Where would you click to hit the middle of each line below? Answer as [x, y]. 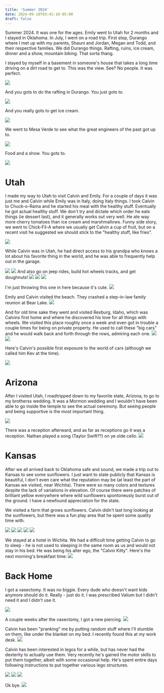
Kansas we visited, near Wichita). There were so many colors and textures [80, 485]
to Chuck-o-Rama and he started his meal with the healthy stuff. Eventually [81, 206]
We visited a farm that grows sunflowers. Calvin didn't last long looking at [79, 510]
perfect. [13, 74]
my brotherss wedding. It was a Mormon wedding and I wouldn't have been [81, 401]
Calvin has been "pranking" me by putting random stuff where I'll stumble [79, 629]
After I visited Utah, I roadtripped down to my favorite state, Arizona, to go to [82, 396]
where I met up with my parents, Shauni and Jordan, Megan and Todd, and [80, 43]
